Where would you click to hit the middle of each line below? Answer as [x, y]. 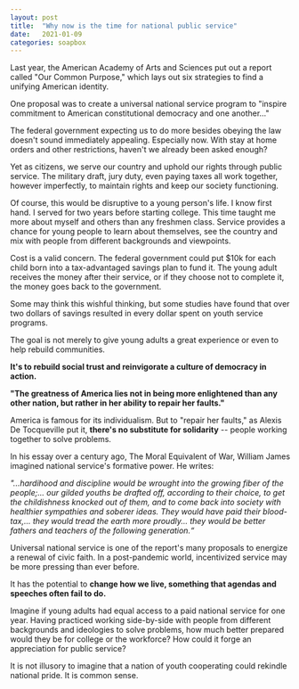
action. [24, 376]
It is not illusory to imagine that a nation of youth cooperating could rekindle [149, 666]
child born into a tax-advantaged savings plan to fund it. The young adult [144, 267]
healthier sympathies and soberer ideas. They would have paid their [136, 512]
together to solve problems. [61, 439]
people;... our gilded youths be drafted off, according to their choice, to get [148, 493]
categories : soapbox [48, 42]
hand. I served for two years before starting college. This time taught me [143, 213]
